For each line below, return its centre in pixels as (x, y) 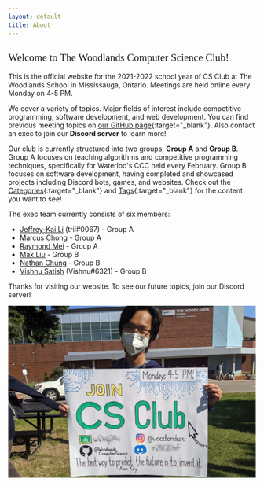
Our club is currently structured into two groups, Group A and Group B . (123, 149)
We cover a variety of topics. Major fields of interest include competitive (125, 109)
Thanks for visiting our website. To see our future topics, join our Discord (126, 286)
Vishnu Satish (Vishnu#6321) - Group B (83, 271)
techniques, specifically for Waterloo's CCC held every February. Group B (127, 166)
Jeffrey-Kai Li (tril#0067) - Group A (77, 230)
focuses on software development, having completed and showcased (121, 174)
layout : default (35, 17)
